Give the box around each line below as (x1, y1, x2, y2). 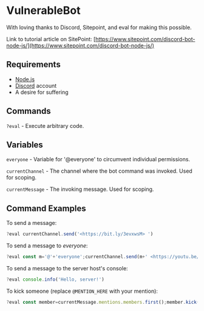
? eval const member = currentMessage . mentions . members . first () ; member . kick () (6, 299, 202, 305)
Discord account (15, 82, 57, 89)
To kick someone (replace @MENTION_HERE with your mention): (6, 287, 158, 295)
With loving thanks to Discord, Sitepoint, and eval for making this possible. (6, 24, 192, 31)
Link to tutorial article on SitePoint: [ (6, 35, 96, 42)
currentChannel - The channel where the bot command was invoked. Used (6, 167, 192, 175)
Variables (6, 139, 44, 150)
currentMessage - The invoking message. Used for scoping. (6, 186, 154, 193)
